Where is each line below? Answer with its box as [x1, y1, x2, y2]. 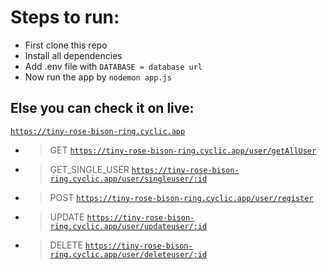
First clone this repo [24, 39, 108, 51]
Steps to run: [10, 6, 120, 29]
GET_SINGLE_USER [49, 163, 130, 175]
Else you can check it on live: [10, 100, 195, 117]
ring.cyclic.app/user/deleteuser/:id [49, 249, 208, 260]
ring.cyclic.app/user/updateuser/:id [49, 221, 208, 231]
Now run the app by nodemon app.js [24, 71, 172, 83]
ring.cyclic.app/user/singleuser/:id [49, 174, 208, 184]
